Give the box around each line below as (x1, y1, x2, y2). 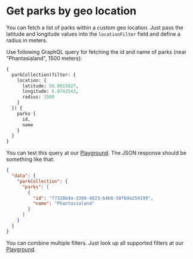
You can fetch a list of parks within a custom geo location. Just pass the (6, 24, 183, 31)
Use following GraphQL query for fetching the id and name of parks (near (6, 48, 187, 55)
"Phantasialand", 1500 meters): (6, 54, 82, 62)
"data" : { (11, 173, 36, 179)
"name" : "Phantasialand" (32, 200, 95, 207)
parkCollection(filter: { (11, 72, 76, 78)
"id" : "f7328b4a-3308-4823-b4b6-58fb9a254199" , (32, 195, 154, 201)
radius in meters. (6, 36, 48, 44)
